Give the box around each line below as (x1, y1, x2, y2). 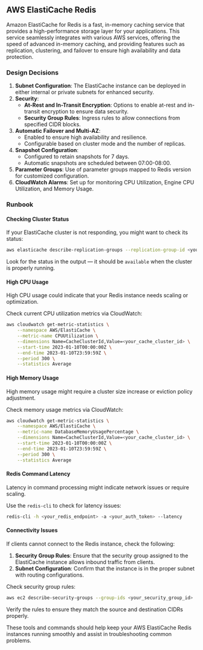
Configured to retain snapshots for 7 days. (24, 153, 130, 160)
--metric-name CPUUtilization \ (17, 333, 98, 339)
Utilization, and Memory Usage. (14, 185, 94, 193)
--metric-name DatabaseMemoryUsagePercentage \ (17, 429, 139, 435)
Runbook (6, 200, 33, 209)
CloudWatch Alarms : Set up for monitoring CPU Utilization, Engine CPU (14, 179, 195, 186)
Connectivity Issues (6, 527, 58, 534)
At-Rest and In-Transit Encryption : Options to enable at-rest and (24, 101, 187, 109)
